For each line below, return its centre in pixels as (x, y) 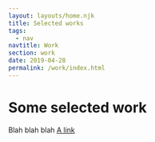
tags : (17, 30)
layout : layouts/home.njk (51, 16)
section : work (32, 53)
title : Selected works (46, 23)
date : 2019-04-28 (37, 61)
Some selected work (78, 107)
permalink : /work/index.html (57, 68)
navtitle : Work (34, 46)
